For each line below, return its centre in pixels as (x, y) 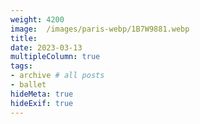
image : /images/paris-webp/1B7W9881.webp (100, 29)
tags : (21, 66)
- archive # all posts (57, 76)
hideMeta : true (42, 94)
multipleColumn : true (55, 57)
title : (24, 38)
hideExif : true (42, 103)
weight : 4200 (37, 19)
